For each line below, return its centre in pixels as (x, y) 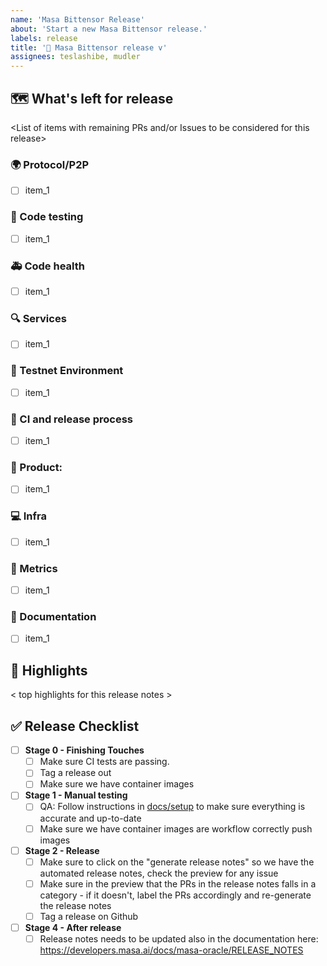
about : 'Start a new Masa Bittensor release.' (109, 29)
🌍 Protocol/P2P (50, 164)
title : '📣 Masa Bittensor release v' (89, 47)
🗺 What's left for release (92, 98)
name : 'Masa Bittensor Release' (77, 19)
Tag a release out (75, 773)
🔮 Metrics (34, 568)
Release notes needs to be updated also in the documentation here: (179, 938)
